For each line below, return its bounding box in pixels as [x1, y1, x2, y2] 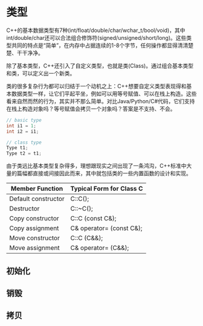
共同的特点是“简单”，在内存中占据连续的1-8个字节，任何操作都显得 [11, 42, 178, 49]
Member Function [11, 185, 63, 193]
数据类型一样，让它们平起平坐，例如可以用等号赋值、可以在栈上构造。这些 [11, 90, 197, 97]
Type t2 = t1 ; [6, 150, 42, 157]
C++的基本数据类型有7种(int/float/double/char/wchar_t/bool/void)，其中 [6, 27, 185, 34]
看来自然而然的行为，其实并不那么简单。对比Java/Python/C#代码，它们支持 [6, 97, 195, 104]
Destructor [9, 205, 40, 213]
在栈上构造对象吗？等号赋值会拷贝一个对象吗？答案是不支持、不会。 [6, 105, 176, 112]
